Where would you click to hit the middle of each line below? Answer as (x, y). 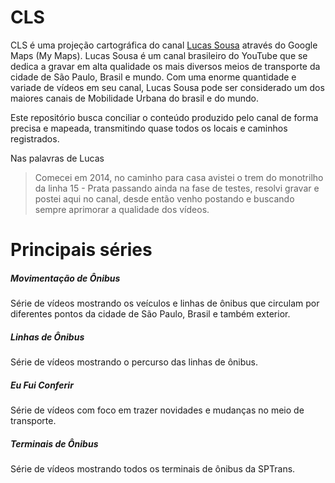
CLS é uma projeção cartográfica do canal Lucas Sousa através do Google (164, 45)
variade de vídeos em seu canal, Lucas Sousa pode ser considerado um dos (167, 87)
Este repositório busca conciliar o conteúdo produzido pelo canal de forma (164, 117)
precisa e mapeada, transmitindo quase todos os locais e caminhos (149, 128)
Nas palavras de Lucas (57, 158)
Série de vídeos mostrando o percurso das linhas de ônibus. (134, 362)
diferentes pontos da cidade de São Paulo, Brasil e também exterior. (150, 314)
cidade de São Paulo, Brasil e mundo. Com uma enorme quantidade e (153, 77)
